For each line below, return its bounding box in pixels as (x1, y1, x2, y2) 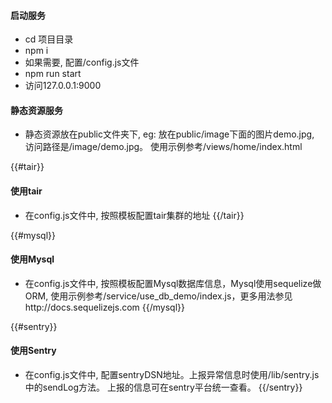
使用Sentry (10, 345, 57, 357)
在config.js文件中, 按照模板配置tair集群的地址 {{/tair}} (24, 209, 245, 221)
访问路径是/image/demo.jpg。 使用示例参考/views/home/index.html (24, 141, 303, 153)
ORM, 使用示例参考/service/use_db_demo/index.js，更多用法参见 (24, 290, 293, 302)
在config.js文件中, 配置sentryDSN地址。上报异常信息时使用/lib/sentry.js (24, 369, 320, 381)
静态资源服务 (10, 104, 63, 116)
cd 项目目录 (24, 33, 74, 45)
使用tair (10, 185, 43, 197)
